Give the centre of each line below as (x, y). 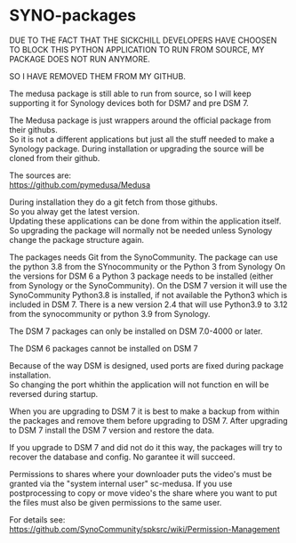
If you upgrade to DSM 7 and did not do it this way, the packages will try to (146, 447)
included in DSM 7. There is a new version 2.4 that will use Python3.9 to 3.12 (148, 304)
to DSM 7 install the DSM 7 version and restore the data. (112, 430)
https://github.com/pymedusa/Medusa (80, 184)
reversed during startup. (54, 393)
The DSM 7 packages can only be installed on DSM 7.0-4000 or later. (136, 331)
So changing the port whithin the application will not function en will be (139, 385)
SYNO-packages (73, 16)
